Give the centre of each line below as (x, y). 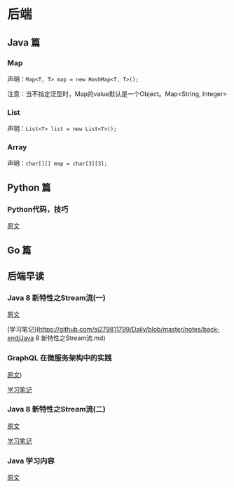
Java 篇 (24, 42)
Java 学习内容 (31, 461)
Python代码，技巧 (38, 209)
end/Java (21, 338)
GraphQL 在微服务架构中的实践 (60, 358)
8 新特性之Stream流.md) (71, 338)
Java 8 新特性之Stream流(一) (57, 297)
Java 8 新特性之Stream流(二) (57, 409)
